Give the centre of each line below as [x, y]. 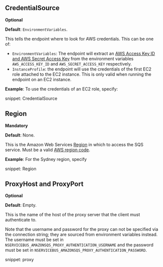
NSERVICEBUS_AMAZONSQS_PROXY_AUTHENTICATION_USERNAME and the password [79, 245]
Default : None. [20, 135]
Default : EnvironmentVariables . [36, 29]
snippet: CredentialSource [31, 98]
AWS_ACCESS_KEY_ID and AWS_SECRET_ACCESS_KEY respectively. [72, 64]
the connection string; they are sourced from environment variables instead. [81, 235]
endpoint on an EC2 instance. [42, 79]
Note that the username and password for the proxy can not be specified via [82, 229]
